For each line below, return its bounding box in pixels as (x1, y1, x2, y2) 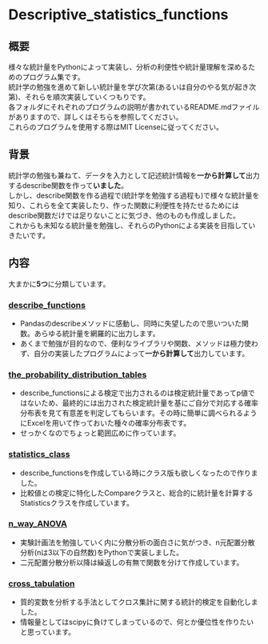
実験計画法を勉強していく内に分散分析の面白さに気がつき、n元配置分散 (19, 538, 255, 547)
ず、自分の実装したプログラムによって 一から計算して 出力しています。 (19, 348, 250, 358)
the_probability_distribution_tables (8, 369, 147, 380)
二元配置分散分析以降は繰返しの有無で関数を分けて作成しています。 (19, 558, 244, 567)
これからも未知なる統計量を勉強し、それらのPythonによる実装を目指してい (8, 220, 256, 230)
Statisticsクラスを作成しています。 (19, 498, 134, 507)
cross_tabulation (8, 578, 75, 589)
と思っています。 (19, 627, 76, 637)
